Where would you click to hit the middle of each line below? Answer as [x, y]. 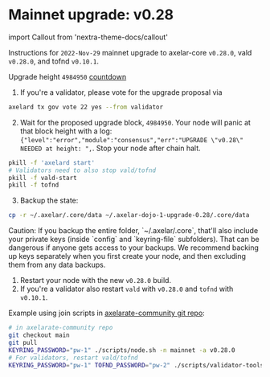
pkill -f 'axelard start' [51, 162]
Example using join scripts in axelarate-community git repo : [106, 313]
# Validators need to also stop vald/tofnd [82, 170]
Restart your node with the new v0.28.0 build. [95, 281]
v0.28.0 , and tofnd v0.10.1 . [53, 61]
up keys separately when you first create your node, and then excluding [127, 256]
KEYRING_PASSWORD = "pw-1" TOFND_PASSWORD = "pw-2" [90, 365]
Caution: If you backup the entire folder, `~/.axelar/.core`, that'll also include [133, 231]
